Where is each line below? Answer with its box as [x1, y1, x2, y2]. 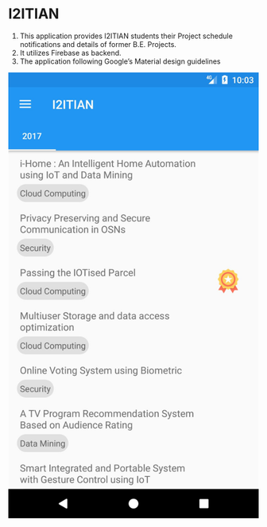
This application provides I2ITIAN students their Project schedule [19, 31, 233, 41]
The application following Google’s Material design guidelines [19, 57, 221, 66]
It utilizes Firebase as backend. [19, 48, 122, 57]
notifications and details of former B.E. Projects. [19, 39, 177, 49]
